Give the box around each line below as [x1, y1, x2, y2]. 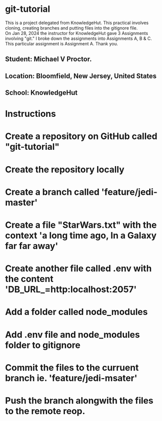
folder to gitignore [5, 339, 81, 351]
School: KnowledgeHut [5, 89, 78, 97]
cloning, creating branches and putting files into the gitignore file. [5, 25, 138, 31]
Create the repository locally [5, 164, 125, 175]
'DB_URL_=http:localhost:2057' [5, 284, 137, 295]
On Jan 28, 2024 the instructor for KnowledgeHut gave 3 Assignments [5, 30, 149, 36]
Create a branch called [5, 186, 100, 198]
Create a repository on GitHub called [5, 131, 158, 142]
